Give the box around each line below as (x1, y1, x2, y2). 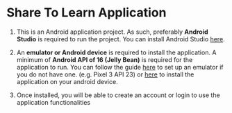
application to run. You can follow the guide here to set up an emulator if (16, 63, 224, 71)
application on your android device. (16, 77, 119, 85)
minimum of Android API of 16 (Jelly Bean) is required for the (16, 55, 193, 63)
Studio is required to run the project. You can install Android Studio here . (16, 34, 225, 43)
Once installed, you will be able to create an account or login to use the (16, 91, 220, 99)
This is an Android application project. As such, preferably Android (16, 28, 209, 36)
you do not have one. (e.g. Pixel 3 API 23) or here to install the (16, 70, 194, 79)
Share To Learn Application (6, 5, 167, 21)
